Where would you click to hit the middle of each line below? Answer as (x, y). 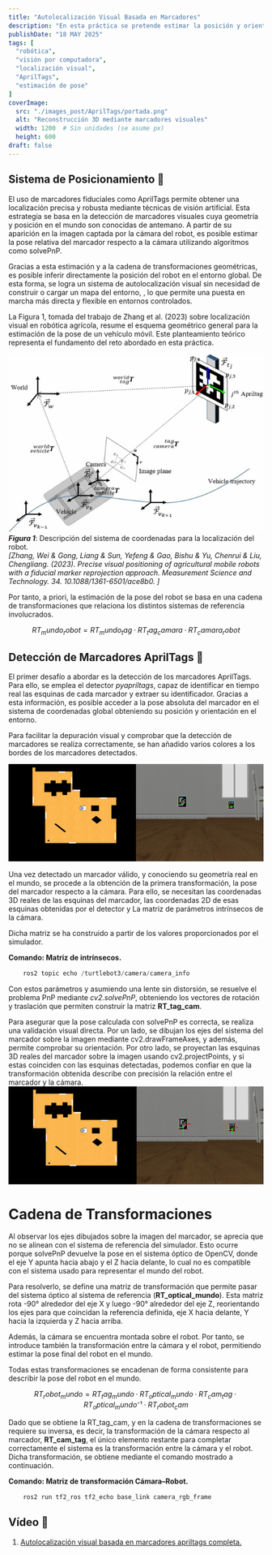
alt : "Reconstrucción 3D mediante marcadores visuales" (112, 120)
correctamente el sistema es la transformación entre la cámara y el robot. (131, 1449)
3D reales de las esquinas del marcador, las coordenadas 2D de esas (123, 900)
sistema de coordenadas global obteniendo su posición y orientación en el (133, 711)
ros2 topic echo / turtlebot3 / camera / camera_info (106, 973)
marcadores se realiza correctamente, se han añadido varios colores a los (132, 744)
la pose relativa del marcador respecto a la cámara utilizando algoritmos (129, 242)
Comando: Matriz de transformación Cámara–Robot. (98, 1481)
